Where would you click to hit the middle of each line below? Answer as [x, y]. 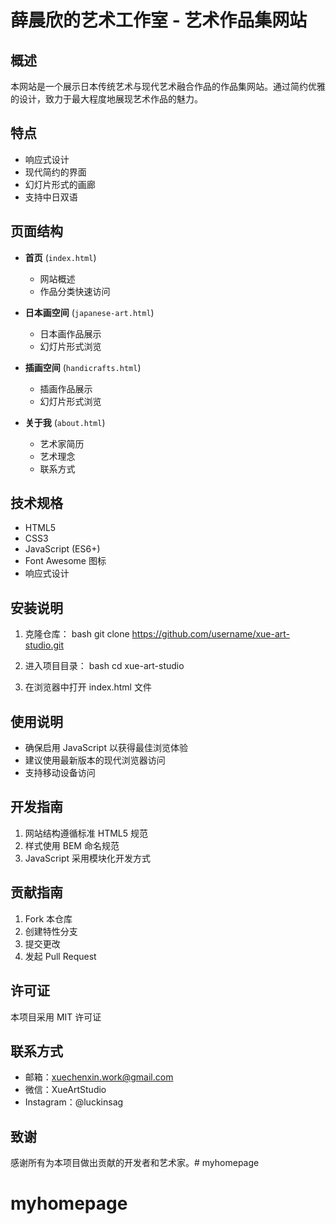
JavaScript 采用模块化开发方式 [87, 858]
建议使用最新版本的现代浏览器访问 [95, 760]
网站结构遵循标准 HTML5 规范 [86, 833]
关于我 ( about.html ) [65, 422]
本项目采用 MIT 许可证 [56, 1017]
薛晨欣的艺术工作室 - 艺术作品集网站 [159, 20]
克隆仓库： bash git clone [77, 634]
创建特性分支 [51, 931]
